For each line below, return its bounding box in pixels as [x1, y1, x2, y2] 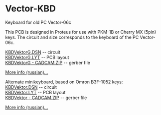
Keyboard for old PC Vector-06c [5, 19, 71, 25]
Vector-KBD [5, 3, 56, 14]
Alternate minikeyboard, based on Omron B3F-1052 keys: [5, 79, 123, 85]
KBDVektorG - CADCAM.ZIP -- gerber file [5, 59, 91, 65]
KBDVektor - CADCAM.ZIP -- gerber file [5, 95, 87, 101]
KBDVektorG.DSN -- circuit [5, 49, 61, 55]
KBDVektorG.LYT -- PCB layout [5, 54, 69, 60]
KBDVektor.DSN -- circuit [5, 84, 57, 90]
